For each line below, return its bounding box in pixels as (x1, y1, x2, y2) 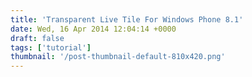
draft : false (10, 33, 65, 43)
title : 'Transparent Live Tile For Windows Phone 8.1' (10, 14, 244, 25)
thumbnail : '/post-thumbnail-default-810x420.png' (10, 52, 226, 62)
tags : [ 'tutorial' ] (10, 42, 92, 53)
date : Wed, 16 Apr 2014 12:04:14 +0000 (10, 24, 177, 34)
